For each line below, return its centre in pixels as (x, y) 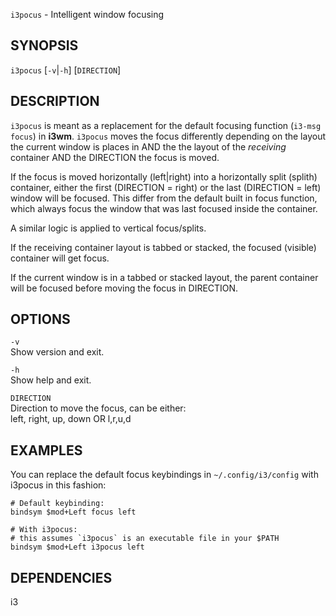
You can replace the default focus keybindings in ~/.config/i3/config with (164, 475)
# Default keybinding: (57, 504)
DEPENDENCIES (61, 577)
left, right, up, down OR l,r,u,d (71, 419)
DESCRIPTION (55, 101)
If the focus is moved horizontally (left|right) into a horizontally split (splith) (164, 176)
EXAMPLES (46, 450)
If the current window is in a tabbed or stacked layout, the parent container (164, 277)
